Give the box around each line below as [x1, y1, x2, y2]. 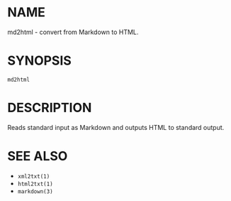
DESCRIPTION [7, 100, 92, 116]
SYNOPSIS [7, 53, 72, 69]
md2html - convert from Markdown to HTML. [7, 28, 139, 36]
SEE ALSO [7, 148, 68, 164]
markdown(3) [17, 188, 53, 195]
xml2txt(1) [17, 173, 50, 180]
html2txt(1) [17, 180, 53, 188]
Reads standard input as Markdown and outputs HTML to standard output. [7, 123, 225, 131]
